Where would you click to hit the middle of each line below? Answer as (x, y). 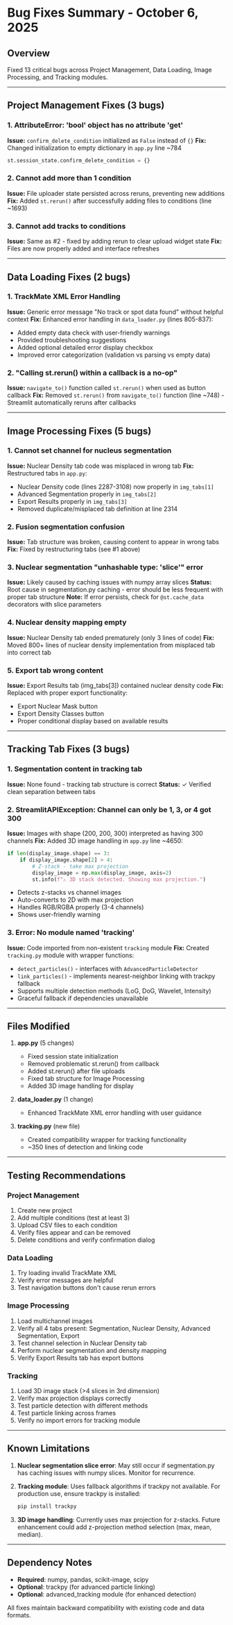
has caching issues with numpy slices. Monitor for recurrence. (106, 1472)
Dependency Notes (50, 1563)
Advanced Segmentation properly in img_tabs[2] (87, 494)
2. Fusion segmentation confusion (66, 527)
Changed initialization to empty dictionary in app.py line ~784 (94, 148)
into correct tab (29, 652)
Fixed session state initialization (73, 1056)
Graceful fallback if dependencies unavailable (83, 998)
